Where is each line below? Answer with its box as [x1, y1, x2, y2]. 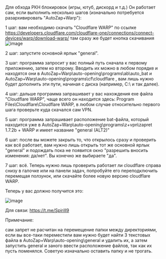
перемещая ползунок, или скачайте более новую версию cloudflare [5, 173, 151, 179]
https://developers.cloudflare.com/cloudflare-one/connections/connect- [5, 30, 155, 35]
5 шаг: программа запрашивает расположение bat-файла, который [5, 116, 149, 122]
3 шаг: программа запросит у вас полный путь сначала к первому [5, 60, 147, 65]
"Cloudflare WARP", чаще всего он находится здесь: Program [5, 96, 135, 102]
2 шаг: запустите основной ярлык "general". [5, 50, 99, 56]
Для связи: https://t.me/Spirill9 [5, 207, 69, 213]
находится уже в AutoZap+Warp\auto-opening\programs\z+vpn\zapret [5, 122, 153, 127]
